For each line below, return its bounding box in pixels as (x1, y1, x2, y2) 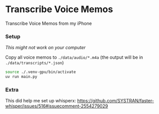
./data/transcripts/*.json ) (5, 60, 65, 66)
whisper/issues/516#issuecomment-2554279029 (5, 103, 108, 109)
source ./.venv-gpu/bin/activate (5, 69, 76, 74)
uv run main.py (5, 74, 38, 80)
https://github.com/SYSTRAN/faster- (77, 98, 154, 104)
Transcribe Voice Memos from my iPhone (5, 20, 92, 26)
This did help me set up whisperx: (5, 98, 76, 104)
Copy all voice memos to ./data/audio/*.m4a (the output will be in (5, 54, 143, 60)
